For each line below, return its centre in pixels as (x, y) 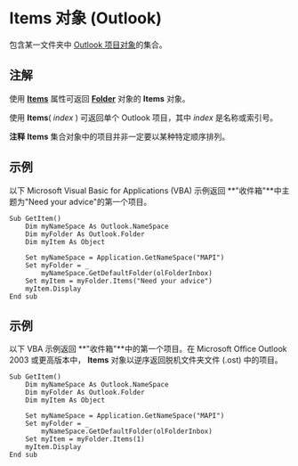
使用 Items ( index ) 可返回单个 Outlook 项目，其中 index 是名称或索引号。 (144, 118)
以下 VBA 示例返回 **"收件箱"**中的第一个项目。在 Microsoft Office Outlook (148, 349)
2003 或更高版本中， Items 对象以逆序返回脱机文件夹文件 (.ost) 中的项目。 (146, 360)
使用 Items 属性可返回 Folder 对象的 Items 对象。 (100, 98)
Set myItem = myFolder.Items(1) (85, 439)
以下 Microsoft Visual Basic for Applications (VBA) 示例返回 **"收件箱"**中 (145, 190)
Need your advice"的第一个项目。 (90, 201)
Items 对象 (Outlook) (86, 18)
